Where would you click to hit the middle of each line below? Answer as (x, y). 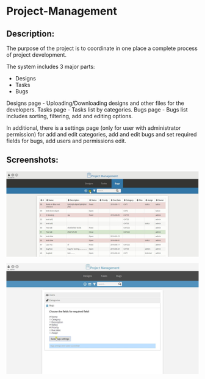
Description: (31, 34)
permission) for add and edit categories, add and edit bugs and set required (102, 134)
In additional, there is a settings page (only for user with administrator (94, 128)
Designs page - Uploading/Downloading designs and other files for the (95, 103)
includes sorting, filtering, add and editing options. (70, 116)
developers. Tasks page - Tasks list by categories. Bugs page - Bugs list (97, 110)
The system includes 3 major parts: (51, 66)
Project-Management (62, 11)
